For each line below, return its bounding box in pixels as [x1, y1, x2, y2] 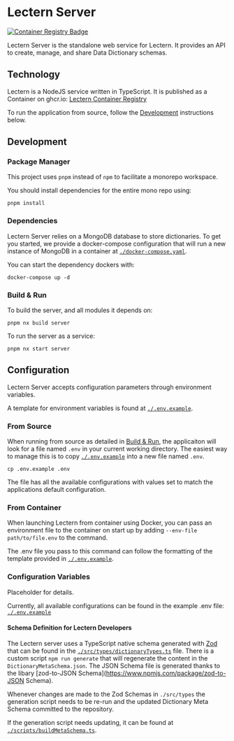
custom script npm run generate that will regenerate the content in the [7, 654, 208, 662]
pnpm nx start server [7, 346, 71, 353]
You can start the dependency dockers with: [7, 260, 135, 269]
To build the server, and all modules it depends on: [7, 306, 153, 315]
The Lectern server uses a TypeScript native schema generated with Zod [7, 639, 218, 647]
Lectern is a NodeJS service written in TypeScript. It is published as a [7, 87, 207, 95]
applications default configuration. [7, 486, 106, 494]
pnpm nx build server [7, 320, 71, 327]
